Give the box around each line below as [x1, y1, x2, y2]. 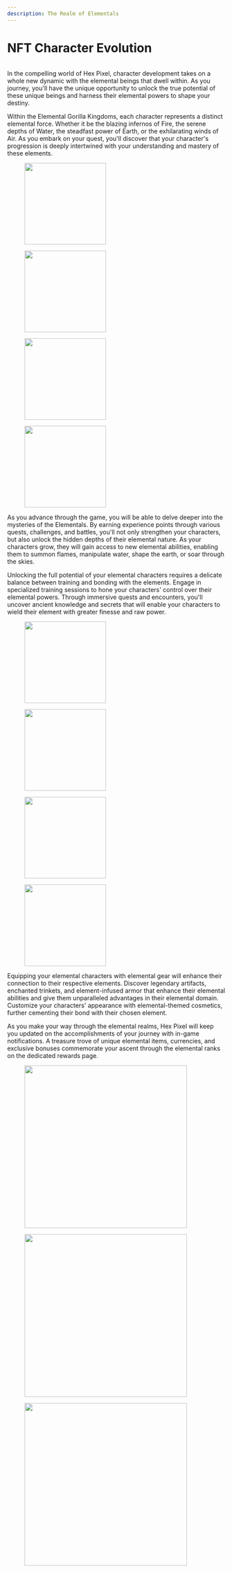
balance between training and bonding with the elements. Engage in [7, 578, 202, 587]
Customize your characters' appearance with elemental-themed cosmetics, [7, 1001, 223, 1009]
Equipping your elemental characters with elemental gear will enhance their [7, 971, 223, 979]
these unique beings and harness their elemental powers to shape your [7, 91, 211, 99]
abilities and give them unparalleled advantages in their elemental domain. [7, 993, 220, 1002]
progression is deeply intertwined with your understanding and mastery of [7, 142, 220, 150]
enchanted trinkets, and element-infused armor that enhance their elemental [7, 986, 226, 995]
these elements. [7, 149, 53, 157]
